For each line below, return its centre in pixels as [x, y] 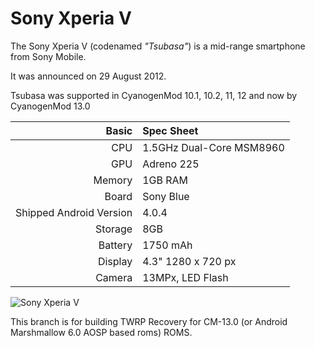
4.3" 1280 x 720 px [189, 261]
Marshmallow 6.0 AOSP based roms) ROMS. [101, 332]
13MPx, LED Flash [185, 277]
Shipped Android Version [74, 212]
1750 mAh [167, 245]
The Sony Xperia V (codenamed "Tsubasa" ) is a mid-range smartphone [158, 46]
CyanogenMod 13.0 [50, 106]
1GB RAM [165, 180]
